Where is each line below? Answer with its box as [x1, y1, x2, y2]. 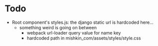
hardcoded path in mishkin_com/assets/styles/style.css [26, 35, 141, 41]
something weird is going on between [19, 24, 97, 30]
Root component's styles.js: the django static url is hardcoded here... [11, 19, 154, 25]
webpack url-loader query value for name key [26, 30, 121, 36]
